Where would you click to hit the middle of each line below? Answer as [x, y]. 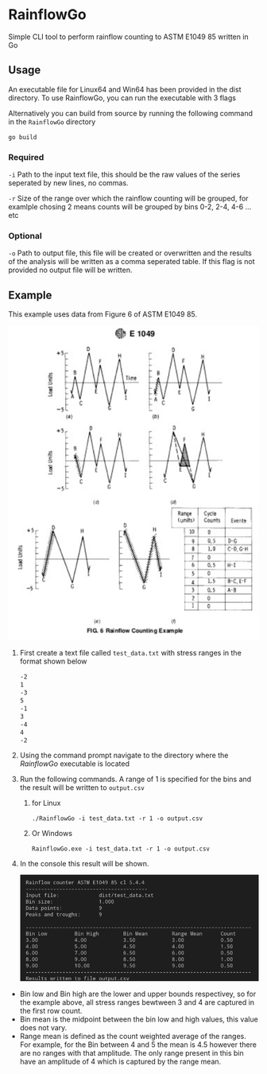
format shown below [53, 661]
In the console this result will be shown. [84, 864]
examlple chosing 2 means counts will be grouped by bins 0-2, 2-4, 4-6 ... [130, 207]
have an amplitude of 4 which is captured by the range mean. [120, 1061]
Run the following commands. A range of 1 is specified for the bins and [135, 779]
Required [26, 157]
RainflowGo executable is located [74, 764]
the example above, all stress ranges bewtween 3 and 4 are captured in [137, 1002]
